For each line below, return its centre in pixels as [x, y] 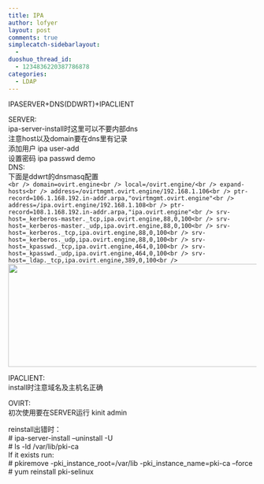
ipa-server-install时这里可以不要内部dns [73, 128]
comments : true [33, 37]
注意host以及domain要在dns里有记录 [68, 138]
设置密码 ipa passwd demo [52, 158]
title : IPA [26, 15]
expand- [232, 184]
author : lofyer [33, 23]
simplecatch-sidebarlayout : [54, 45]
